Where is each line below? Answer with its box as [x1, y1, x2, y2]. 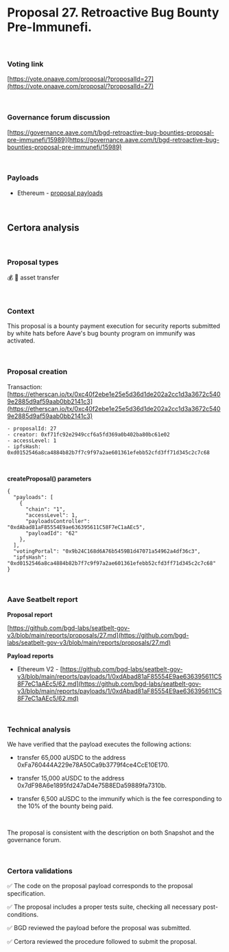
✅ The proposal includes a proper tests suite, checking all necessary [7, 903, 202, 911]
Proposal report [7, 610, 53, 618]
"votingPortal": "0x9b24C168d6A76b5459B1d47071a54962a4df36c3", [13, 548, 201, 555]
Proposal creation [7, 367, 68, 377]
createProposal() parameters [7, 474, 92, 483]
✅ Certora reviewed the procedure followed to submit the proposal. [7, 938, 197, 946]
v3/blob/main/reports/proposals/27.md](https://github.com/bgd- [7, 631, 189, 639]
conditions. [7, 911, 39, 919]
